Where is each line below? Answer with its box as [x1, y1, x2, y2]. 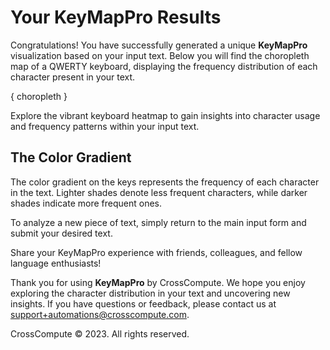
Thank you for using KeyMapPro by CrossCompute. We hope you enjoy [10, 276, 306, 288]
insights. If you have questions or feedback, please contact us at [10, 297, 277, 310]
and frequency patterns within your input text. [10, 120, 200, 132]
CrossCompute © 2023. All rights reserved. [10, 327, 190, 340]
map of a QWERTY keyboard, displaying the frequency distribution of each [10, 60, 318, 72]
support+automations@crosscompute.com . [10, 308, 190, 320]
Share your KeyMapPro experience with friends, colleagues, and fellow [10, 246, 303, 258]
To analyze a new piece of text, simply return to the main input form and [10, 216, 307, 228]
